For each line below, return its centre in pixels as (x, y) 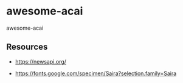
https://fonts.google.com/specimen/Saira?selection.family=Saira (96, 73)
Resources (27, 47)
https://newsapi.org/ (41, 61)
